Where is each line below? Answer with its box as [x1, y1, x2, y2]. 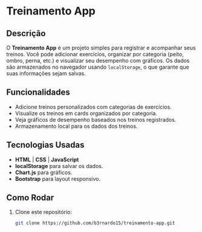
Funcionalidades [6, 87, 71, 98]
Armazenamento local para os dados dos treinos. [15, 122, 138, 130]
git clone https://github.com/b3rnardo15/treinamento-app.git [15, 220, 175, 227]
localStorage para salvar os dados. [15, 162, 103, 169]
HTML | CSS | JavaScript [15, 155, 79, 163]
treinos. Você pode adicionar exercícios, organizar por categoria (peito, [6, 51, 184, 58]
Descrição [6, 28, 46, 39]
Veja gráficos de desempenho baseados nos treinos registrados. [15, 116, 177, 123]
